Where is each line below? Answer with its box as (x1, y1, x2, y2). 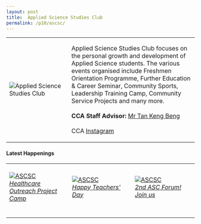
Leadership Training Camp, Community (71, 89, 181, 98)
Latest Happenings (6, 150, 55, 157)
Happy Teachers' (72, 183, 121, 191)
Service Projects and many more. (71, 97, 165, 105)
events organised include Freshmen (71, 67, 172, 75)
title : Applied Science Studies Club (6, 14, 103, 20)
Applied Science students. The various (71, 59, 180, 68)
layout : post (6, 8, 39, 15)
